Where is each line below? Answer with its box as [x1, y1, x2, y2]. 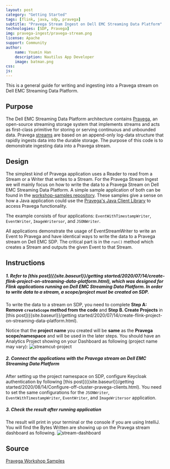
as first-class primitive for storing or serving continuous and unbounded [6, 126, 156, 132]
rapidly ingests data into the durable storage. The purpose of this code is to [6, 137, 163, 143]
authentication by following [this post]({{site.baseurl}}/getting [6, 379, 135, 385]
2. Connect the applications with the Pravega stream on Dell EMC [6, 355, 146, 361]
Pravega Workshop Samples [6, 458, 65, 464]
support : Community [6, 40, 47, 45]
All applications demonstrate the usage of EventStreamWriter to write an [6, 228, 156, 234]
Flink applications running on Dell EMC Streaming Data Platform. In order [6, 284, 163, 290]
